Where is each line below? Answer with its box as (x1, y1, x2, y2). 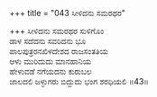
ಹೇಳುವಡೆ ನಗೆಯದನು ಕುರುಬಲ (9, 66, 92, 76)
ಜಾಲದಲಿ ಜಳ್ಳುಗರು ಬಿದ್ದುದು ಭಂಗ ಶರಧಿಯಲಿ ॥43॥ (9, 76, 149, 86)
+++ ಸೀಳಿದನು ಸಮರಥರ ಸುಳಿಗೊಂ (9, 26, 105, 36)
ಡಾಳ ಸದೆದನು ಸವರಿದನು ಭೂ (9, 36, 87, 46)
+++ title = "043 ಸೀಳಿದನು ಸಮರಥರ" (9, 8, 126, 18)
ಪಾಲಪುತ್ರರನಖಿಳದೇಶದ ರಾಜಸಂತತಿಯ (9, 46, 109, 57)
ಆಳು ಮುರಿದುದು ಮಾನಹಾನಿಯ (9, 56, 92, 66)
